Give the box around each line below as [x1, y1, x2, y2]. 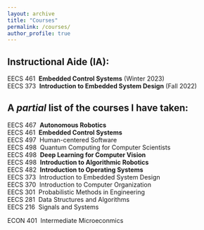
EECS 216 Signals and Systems [7, 203, 99, 211]
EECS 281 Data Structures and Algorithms [7, 195, 130, 203]
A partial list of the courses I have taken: [7, 102, 189, 114]
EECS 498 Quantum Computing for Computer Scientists [7, 143, 171, 151]
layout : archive [7, 10, 55, 18]
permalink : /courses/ [7, 23, 71, 30]
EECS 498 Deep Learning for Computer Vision [7, 150, 146, 158]
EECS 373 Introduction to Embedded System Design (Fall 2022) [7, 82, 197, 90]
